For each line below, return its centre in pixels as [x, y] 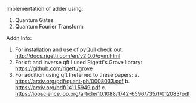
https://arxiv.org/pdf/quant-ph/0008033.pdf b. [72, 81]
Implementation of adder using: [45, 9]
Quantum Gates [34, 20]
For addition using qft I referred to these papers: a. [77, 75]
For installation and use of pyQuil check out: [69, 49]
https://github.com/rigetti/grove [54, 68]
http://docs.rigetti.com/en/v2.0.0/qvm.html [68, 56]
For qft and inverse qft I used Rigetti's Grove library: [78, 62]
